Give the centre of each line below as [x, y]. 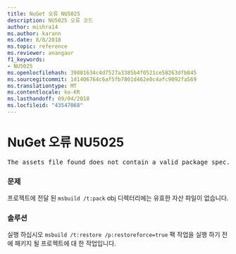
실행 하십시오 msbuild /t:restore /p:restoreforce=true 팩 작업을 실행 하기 [114, 235]
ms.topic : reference [38, 46]
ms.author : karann [34, 33]
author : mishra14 [33, 27]
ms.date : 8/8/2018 [34, 40]
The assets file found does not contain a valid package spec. [119, 162]
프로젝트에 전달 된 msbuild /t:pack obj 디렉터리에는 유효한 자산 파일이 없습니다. [118, 198]
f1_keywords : [26, 60]
